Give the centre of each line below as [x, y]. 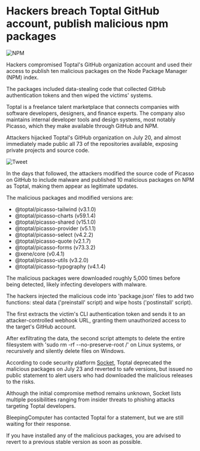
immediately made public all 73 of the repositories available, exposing [92, 144]
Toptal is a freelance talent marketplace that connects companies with [93, 106]
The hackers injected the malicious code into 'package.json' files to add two [100, 296]
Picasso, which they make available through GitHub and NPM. [82, 126]
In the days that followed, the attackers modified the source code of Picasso [100, 173]
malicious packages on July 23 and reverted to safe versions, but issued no [99, 368]
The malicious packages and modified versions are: [70, 197]
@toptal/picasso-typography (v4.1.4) [60, 266]
